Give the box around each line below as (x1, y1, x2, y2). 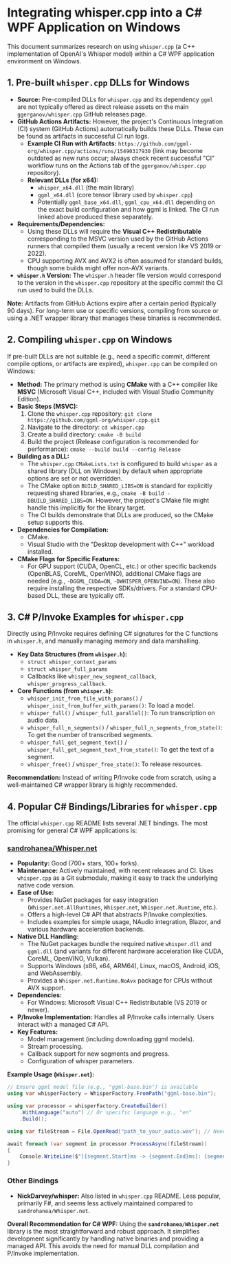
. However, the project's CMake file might (91, 496, 210, 504)
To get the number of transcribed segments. (27, 731, 153, 739)
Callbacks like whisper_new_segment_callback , (27, 672, 157, 681)
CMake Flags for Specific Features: (16, 554, 120, 563)
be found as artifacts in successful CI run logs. (16, 132, 150, 140)
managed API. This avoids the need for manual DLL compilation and (7, 1241, 199, 1250)
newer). (27, 1005, 49, 1014)
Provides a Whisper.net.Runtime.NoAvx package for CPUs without (27, 976, 212, 985)
